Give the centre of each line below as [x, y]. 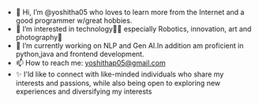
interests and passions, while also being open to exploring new [118, 83]
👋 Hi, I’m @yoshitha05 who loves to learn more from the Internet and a [130, 12]
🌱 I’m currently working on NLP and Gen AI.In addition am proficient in [129, 46]
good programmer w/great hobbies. [74, 20]
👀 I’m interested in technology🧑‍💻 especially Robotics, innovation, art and [133, 29]
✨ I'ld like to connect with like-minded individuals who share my [120, 74]
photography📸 [39, 37]
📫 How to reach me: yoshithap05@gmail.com [90, 63]
